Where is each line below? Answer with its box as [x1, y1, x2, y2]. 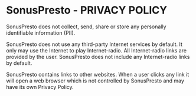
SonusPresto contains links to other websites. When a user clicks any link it [6, 71, 190, 78]
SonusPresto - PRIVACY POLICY [6, 4, 167, 17]
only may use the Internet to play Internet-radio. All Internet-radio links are [6, 47, 187, 54]
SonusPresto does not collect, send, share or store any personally [6, 23, 166, 30]
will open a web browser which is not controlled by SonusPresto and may [6, 77, 185, 84]
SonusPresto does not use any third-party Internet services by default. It [6, 41, 183, 48]
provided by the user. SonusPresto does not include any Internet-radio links [6, 53, 190, 60]
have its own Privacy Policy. [6, 83, 74, 90]
